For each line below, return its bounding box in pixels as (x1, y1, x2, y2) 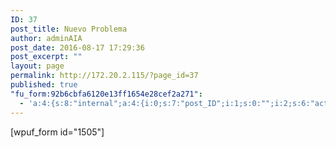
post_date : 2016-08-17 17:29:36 (10, 42, 145, 53)
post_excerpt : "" (10, 52, 83, 62)
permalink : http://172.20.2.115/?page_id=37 (10, 71, 199, 81)
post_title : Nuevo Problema (10, 24, 128, 34)
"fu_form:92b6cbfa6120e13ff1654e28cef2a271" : (10, 89, 203, 99)
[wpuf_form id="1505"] (10, 126, 105, 138)
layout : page (10, 61, 65, 71)
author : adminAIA (10, 33, 83, 43)
